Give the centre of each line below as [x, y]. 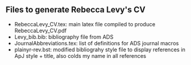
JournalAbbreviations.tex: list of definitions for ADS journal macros [96, 43]
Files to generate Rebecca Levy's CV [76, 10]
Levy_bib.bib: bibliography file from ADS [64, 37]
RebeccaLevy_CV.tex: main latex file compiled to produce [85, 24]
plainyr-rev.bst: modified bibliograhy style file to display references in [100, 49]
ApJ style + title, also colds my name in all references [80, 55]
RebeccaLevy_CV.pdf [40, 30]
